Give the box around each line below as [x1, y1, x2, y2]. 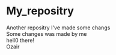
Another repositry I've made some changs [6, 24, 111, 31]
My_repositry [6, 4, 74, 18]
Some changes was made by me [6, 30, 87, 37]
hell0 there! [6, 36, 35, 44]
